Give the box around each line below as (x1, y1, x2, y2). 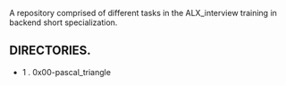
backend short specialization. (9, 17, 118, 28)
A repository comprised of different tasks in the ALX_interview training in (9, 8, 277, 18)
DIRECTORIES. (9, 43, 91, 58)
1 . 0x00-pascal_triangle (21, 66, 112, 77)
